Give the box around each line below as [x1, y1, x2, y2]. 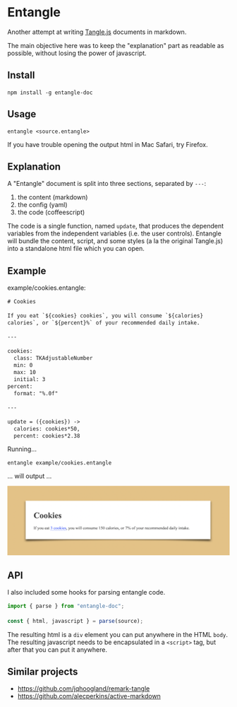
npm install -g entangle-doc [7, 89, 93, 96]
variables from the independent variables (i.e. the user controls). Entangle [7, 229, 222, 238]
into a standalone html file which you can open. [7, 245, 145, 253]
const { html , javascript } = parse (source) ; [7, 617, 143, 624]
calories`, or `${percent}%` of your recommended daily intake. [7, 320, 200, 327]
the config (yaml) [17, 201, 68, 209]
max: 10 [13, 369, 37, 376]
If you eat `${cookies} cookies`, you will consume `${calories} [7, 312, 203, 320]
